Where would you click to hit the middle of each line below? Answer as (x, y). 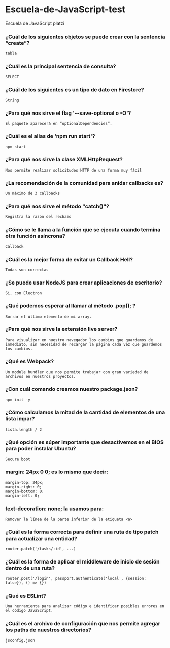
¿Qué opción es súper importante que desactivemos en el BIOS (84, 442)
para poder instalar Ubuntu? (41, 448)
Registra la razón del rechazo (38, 217)
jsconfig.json (20, 640)
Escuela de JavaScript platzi (35, 23)
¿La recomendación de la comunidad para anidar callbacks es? (84, 183)
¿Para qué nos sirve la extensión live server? (61, 329)
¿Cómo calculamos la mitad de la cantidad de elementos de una (85, 412)
